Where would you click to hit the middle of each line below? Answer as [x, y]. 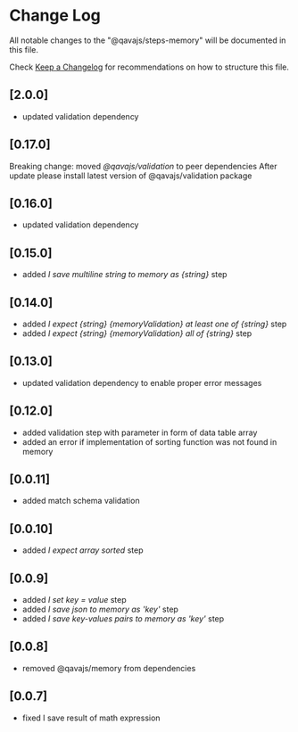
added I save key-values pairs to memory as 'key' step [123, 619]
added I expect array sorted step [83, 550]
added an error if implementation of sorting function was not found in [149, 441]
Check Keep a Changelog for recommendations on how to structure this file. [149, 67]
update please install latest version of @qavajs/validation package [131, 176]
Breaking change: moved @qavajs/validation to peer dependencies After [143, 166]
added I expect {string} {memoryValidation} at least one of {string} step [154, 324]
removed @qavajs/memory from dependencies [109, 668]
